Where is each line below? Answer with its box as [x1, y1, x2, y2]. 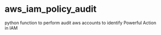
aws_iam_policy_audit [4, 3, 97, 15]
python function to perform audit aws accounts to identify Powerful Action [4, 20, 157, 26]
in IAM [4, 25, 18, 31]
